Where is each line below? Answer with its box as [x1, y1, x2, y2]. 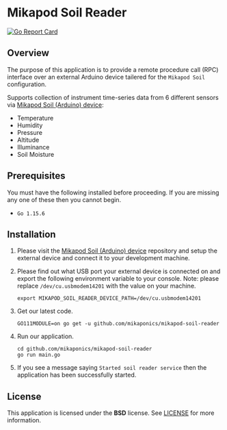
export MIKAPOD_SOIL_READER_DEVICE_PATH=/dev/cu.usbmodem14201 [16, 295, 202, 302]
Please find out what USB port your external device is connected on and [16, 267, 221, 275]
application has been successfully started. [16, 371, 137, 379]
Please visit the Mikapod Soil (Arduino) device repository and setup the [16, 246, 217, 255]
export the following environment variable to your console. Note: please [16, 275, 219, 283]
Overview [7, 47, 50, 59]
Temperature [16, 114, 54, 122]
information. [7, 416, 42, 425]
